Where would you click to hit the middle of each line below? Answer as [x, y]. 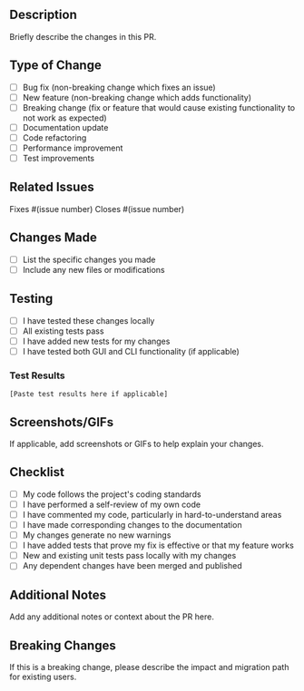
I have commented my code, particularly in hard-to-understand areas [152, 514]
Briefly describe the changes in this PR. [83, 36]
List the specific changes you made [89, 259]
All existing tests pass [63, 331]
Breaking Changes [63, 645]
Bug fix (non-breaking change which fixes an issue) [119, 87]
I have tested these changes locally [88, 320]
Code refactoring [54, 137]
